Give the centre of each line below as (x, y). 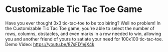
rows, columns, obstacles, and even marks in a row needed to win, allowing (83, 33)
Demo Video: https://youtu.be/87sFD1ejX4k (50, 44)
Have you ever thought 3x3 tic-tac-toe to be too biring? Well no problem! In (83, 23)
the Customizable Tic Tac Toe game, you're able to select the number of (80, 28)
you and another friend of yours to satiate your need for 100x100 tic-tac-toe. (84, 39)
